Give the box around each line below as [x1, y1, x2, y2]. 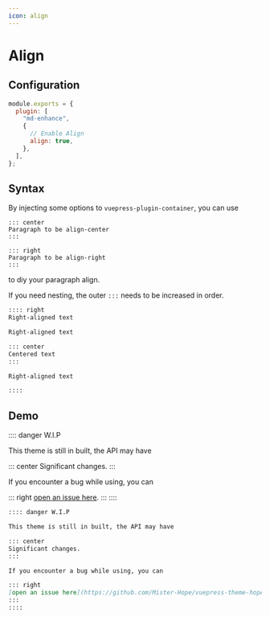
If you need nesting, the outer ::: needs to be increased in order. [8, 290, 224, 300]
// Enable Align [29, 130, 84, 138]
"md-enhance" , [22, 114, 70, 123]
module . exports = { [8, 100, 74, 108]
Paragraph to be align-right [8, 254, 106, 262]
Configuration [8, 78, 80, 93]
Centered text [8, 350, 56, 358]
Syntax [8, 182, 45, 195]
